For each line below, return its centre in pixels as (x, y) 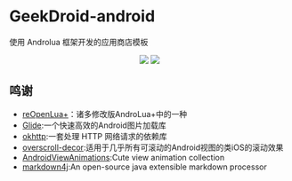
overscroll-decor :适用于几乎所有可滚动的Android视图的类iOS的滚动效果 (153, 147)
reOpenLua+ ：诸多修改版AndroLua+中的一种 (105, 114)
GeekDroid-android (82, 16)
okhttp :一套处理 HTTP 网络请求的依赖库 (94, 136)
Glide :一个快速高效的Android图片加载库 (94, 125)
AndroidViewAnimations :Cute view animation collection (123, 157)
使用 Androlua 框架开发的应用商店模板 (79, 42)
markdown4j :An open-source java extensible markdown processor (144, 167)
